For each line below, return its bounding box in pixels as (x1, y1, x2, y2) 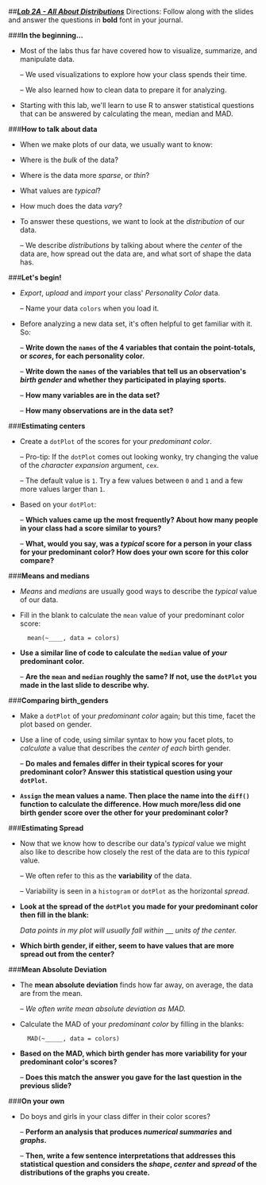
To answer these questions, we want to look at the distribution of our (19, 217, 245, 226)
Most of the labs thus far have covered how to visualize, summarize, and (19, 46, 258, 55)
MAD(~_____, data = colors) (27, 1035, 121, 1043)
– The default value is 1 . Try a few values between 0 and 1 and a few (19, 476, 244, 485)
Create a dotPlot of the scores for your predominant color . (19, 437, 212, 446)
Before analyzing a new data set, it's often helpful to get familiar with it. (19, 319, 253, 328)
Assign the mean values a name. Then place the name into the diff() (19, 791, 250, 801)
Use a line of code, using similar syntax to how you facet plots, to (19, 735, 233, 744)
